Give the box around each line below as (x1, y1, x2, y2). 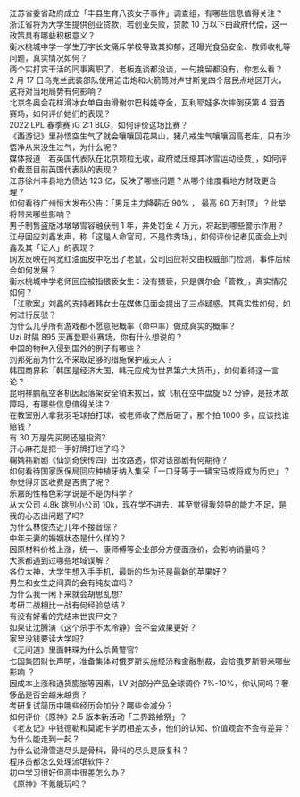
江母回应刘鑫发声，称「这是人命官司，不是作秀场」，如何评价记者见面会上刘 (9, 231, 287, 241)
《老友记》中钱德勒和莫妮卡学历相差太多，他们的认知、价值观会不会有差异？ (9, 723, 291, 733)
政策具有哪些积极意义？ (9, 30, 96, 40)
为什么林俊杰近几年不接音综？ (9, 522, 119, 532)
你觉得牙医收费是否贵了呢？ (9, 477, 112, 487)
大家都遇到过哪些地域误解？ (9, 555, 112, 566)
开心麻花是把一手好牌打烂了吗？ (9, 443, 127, 454)
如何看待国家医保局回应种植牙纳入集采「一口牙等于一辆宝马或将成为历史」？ (9, 466, 291, 476)
